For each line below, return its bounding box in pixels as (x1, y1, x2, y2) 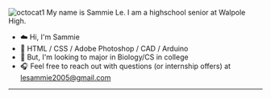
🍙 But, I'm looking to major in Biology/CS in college (19, 52, 189, 62)
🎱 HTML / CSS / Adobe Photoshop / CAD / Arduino (19, 44, 189, 53)
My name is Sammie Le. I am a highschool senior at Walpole (46, 8, 246, 17)
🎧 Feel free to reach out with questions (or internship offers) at (19, 61, 231, 71)
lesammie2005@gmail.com (19, 73, 111, 82)
